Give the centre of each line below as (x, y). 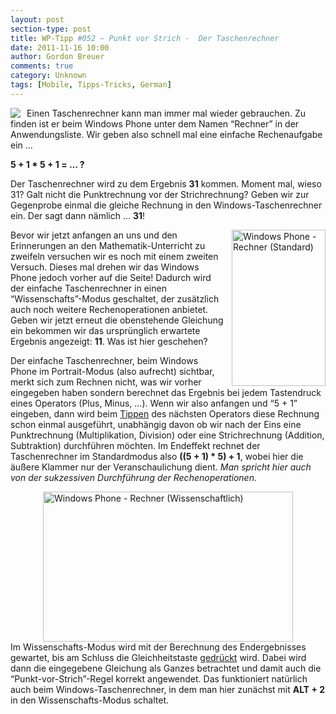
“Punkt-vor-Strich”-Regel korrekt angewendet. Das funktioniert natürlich (159, 678)
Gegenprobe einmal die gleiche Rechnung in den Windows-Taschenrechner (166, 205)
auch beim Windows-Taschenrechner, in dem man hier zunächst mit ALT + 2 (168, 689)
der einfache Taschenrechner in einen (88, 288)
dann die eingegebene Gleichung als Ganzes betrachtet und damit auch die (166, 668)
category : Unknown (48, 76)
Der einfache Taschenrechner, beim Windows (104, 360)
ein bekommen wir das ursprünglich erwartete (105, 330)
